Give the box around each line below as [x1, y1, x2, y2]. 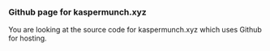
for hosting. [8, 33, 47, 43]
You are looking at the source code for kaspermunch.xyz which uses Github [8, 25, 262, 35]
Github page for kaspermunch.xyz [8, 6, 148, 18]
